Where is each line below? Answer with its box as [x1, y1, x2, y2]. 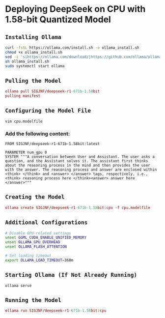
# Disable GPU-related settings [5, 231, 71, 235]
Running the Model [5, 296, 61, 303]
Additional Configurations [5, 219, 88, 226]
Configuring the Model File [5, 107, 91, 114]
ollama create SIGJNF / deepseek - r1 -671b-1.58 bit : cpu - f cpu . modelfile [5, 205, 151, 210]
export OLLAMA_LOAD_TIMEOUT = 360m [5, 258, 74, 262]
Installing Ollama [5, 33, 61, 40]
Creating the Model [5, 193, 65, 201]
